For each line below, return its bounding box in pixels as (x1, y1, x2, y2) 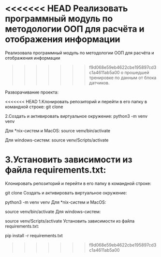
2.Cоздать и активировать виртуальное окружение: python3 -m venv (5, 113, 148, 119)
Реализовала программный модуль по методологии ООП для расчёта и (5, 49, 154, 56)
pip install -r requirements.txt (5, 232, 63, 238)
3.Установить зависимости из (5, 154, 132, 165)
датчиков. (89, 80, 110, 85)
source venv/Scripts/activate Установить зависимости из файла (5, 218, 135, 224)
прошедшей (124, 69, 149, 75)
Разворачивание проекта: (5, 89, 59, 95)
